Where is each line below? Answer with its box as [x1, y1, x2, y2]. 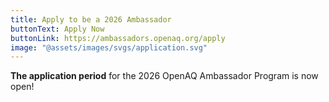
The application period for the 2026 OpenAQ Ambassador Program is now [10, 70, 319, 82]
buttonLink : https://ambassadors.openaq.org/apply [10, 33, 226, 43]
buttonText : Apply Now [10, 24, 105, 34]
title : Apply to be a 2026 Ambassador [10, 14, 172, 25]
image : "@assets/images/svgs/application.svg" [10, 42, 208, 53]
